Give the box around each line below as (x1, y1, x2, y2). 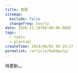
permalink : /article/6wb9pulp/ (5, 48, 69, 53)
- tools (9, 35, 26, 40)
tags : (5, 30, 16, 35)
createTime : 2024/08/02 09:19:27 (5, 44, 74, 49)
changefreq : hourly (9, 21, 50, 26)
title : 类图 (5, 7, 28, 12)
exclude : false (9, 16, 41, 21)
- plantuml (9, 39, 32, 44)
